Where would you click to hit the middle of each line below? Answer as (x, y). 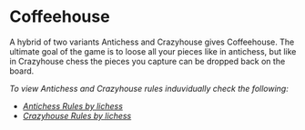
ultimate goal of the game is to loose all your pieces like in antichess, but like (153, 51)
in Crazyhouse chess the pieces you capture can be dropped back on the (147, 61)
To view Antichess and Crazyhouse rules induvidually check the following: (149, 88)
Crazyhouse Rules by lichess (77, 115)
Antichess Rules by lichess (72, 105)
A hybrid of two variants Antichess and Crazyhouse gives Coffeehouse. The (152, 42)
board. (22, 71)
